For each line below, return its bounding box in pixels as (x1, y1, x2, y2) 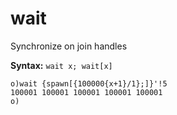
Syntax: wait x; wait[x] (10, 59, 113, 71)
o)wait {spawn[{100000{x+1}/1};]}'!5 (10, 78, 168, 89)
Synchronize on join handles (10, 40, 128, 52)
